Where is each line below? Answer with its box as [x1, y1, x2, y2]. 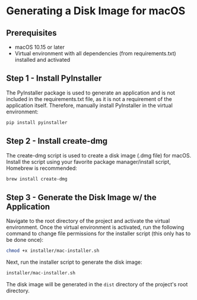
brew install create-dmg [6, 176, 68, 182]
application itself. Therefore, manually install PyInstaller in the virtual [6, 102, 173, 109]
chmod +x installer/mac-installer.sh [6, 248, 100, 254]
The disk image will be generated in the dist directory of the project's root [6, 280, 188, 288]
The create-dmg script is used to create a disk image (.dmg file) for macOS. [6, 151, 192, 159]
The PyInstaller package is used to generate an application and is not [6, 89, 175, 96]
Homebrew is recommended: [6, 165, 77, 172]
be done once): [6, 236, 43, 244]
